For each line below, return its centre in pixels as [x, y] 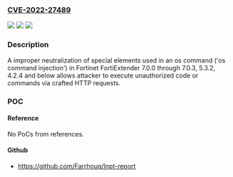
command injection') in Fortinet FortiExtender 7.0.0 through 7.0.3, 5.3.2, [112, 68]
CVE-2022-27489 [39, 10]
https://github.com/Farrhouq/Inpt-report [77, 166]
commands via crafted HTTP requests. [64, 82]
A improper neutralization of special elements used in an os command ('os [116, 60]
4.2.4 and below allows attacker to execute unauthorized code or [103, 75]
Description [28, 45]
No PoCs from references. [46, 134]
